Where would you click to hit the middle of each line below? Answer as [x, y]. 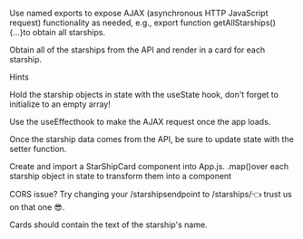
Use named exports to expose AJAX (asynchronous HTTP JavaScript [139, 13]
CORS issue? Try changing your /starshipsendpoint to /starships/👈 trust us [151, 194]
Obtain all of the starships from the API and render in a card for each [137, 50]
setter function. [38, 149]
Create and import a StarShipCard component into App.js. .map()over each [149, 166]
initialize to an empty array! [60, 104]
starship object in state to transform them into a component [121, 176]
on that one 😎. [37, 207]
